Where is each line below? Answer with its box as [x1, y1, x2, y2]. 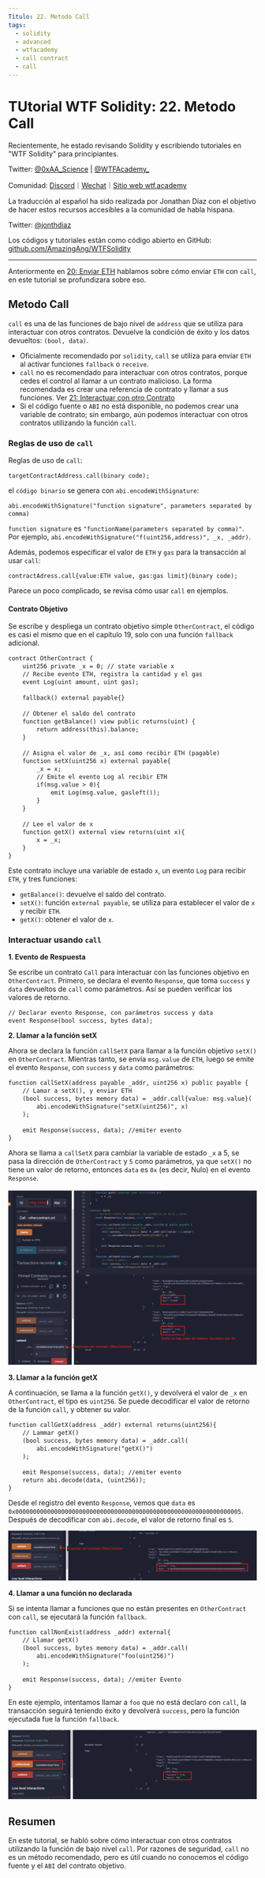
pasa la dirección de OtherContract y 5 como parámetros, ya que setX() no [8, 1157, 252, 1166]
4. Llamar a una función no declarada [8, 1588, 132, 1598]
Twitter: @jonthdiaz [8, 220, 72, 229]
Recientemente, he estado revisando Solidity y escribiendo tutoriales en [8, 141, 242, 150]
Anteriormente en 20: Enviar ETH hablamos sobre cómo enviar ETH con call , [8, 266, 256, 276]
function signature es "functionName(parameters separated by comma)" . [8, 524, 244, 533]
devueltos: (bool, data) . [8, 336, 89, 345]
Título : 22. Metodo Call [8, 13, 90, 21]
